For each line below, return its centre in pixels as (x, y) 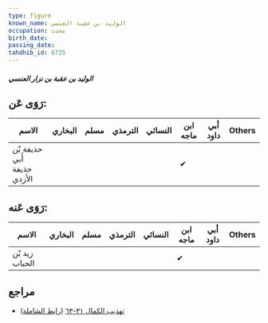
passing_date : (32, 45)
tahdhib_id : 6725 (37, 53)
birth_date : (28, 38)
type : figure (30, 16)
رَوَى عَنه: (28, 207)
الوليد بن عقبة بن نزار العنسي (51, 78)
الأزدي (23, 179)
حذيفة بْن (28, 149)
